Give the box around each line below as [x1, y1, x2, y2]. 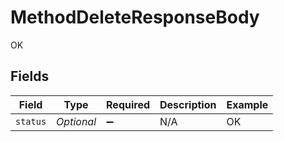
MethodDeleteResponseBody [10, 6, 260, 29]
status [15, 116, 47, 127]
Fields [10, 68, 50, 85]
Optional [56, 114, 97, 128]
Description [159, 97, 217, 111]
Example [226, 97, 269, 111]
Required [106, 97, 151, 111]
